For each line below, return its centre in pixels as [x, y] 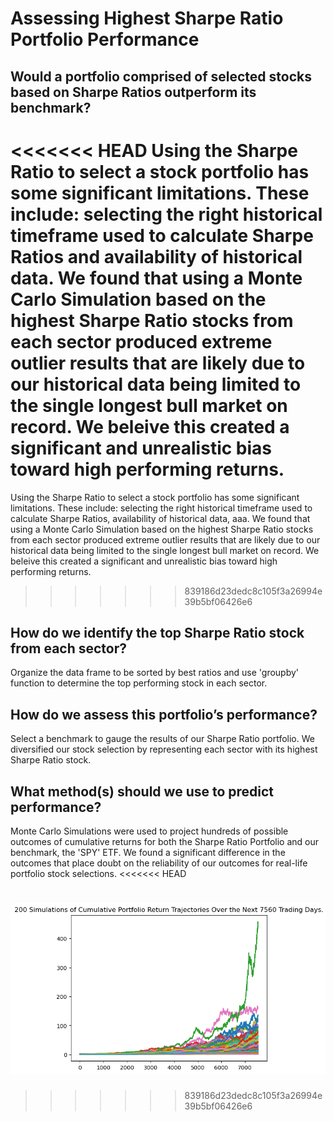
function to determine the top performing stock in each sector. [139, 683]
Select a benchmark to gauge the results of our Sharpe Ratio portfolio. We [162, 739]
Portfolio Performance [105, 39]
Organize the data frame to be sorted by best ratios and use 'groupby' [155, 673]
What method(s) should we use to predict [142, 791]
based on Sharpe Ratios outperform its [133, 92]
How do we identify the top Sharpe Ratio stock [157, 632]
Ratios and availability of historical [156, 256]
